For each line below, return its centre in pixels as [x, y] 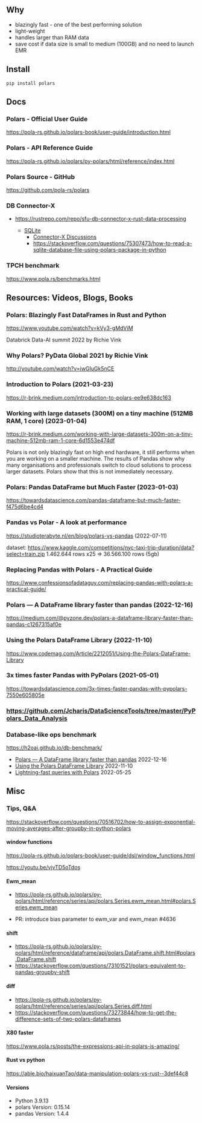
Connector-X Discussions [65, 237]
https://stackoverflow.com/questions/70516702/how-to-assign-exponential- [101, 822]
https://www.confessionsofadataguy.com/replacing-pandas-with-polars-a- [100, 582]
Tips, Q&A [21, 809]
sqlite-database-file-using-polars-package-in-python [100, 250]
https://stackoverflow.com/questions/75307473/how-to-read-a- [112, 243]
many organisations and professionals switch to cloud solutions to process [99, 465]
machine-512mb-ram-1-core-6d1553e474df [61, 441]
